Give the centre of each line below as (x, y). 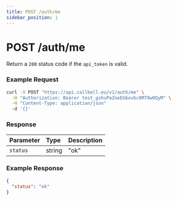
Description (85, 140)
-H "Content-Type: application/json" (59, 103)
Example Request (32, 80)
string (54, 150)
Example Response (35, 168)
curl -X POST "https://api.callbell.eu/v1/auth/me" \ (76, 92)
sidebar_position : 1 (32, 18)
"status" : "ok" (31, 187)
